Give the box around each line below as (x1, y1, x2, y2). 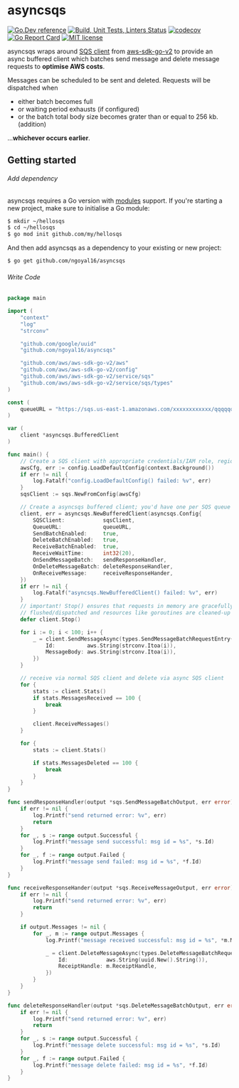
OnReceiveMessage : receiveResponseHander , (33, 570, 174, 577)
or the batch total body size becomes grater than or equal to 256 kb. (17, 112, 218, 121)
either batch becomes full (17, 97, 93, 105)
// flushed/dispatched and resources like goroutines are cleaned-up (20, 609, 231, 617)
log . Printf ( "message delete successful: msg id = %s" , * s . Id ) (33, 1042, 221, 1049)
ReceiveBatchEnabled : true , (33, 543, 119, 550)
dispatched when (7, 83, 58, 92)
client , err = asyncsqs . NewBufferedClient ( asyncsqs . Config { (20, 510, 202, 517)
